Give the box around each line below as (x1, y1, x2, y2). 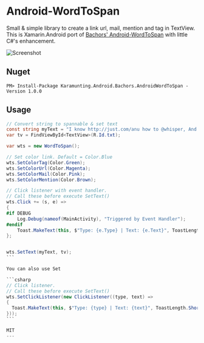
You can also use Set (6, 266, 61, 272)
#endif (6, 221, 23, 227)
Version (6, 88, 26, 94)
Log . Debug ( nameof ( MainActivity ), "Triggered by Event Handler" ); (17, 216, 186, 222)
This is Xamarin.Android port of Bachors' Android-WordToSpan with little (6, 30, 188, 38)
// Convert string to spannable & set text (6, 120, 118, 127)
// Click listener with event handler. (6, 187, 107, 194)
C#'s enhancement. (6, 37, 56, 44)
